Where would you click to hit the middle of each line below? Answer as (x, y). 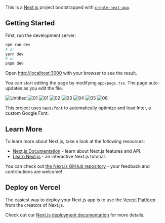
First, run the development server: (41, 35)
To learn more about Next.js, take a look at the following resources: (75, 141)
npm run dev (18, 44)
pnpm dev (14, 63)
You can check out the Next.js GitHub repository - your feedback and (78, 166)
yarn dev (14, 54)
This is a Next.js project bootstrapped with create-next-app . (68, 7)
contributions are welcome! (34, 172)
